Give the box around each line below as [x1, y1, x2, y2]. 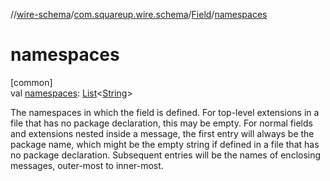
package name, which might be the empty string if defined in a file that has [10, 138, 320, 150]
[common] [10, 76, 53, 88]
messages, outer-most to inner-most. [10, 159, 164, 171]
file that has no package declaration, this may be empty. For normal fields [10, 117, 313, 129]
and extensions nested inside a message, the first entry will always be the [10, 127, 315, 139]
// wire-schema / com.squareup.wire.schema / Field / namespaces [10, 9, 268, 20]
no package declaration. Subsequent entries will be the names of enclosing [10, 149, 322, 161]
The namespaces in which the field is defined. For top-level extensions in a [10, 106, 320, 118]
